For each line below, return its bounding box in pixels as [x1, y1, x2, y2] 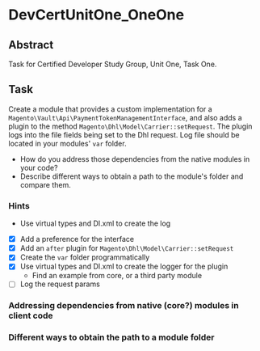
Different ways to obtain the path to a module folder [8, 332, 216, 343]
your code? [19, 163, 58, 172]
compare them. [19, 180, 71, 189]
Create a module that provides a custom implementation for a [8, 104, 212, 114]
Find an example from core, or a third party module [31, 271, 203, 281]
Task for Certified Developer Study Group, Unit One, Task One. [8, 59, 217, 69]
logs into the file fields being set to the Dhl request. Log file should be [8, 129, 240, 139]
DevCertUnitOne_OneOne [8, 6, 184, 24]
